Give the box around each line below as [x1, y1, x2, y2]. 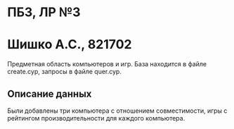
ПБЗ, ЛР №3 [7, 4, 81, 20]
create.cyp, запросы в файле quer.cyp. [7, 68, 122, 76]
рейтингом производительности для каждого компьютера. [7, 113, 186, 122]
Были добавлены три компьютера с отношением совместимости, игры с [7, 106, 228, 115]
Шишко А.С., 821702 [7, 37, 132, 53]
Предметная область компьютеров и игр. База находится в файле [7, 60, 207, 68]
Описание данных [7, 87, 92, 99]
